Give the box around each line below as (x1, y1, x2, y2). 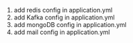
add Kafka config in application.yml (13, 13, 116, 21)
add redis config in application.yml (13, 6, 113, 14)
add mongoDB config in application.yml (13, 21, 127, 28)
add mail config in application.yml (13, 28, 110, 36)
